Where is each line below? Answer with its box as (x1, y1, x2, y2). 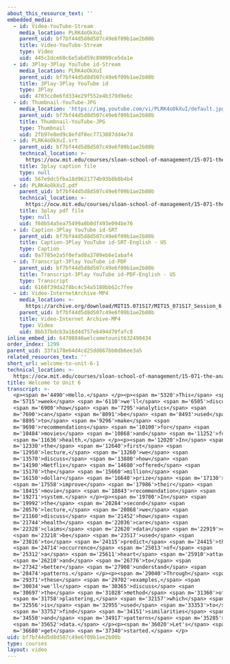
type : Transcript (19, 277, 69, 284)
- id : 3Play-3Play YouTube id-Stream (13, 61, 121, 68)
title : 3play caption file (19, 162, 97, 170)
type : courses (7, 640, 48, 647)
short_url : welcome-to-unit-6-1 (7, 360, 99, 367)
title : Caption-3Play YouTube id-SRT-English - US (19, 239, 167, 246)
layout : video (7, 646, 48, 654)
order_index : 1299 (7, 341, 60, 348)
